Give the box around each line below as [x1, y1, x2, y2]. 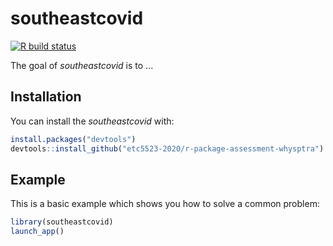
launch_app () [10, 227, 65, 237]
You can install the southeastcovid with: [10, 115, 175, 127]
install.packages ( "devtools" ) [10, 134, 137, 144]
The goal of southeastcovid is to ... [10, 59, 154, 71]
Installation [10, 88, 82, 106]
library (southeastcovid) [10, 217, 114, 227]
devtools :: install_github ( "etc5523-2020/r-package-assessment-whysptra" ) [10, 143, 325, 154]
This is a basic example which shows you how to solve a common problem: [10, 198, 320, 210]
